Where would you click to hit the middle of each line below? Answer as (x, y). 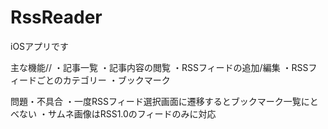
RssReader (56, 17)
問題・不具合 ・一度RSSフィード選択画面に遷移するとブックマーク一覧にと (164, 101)
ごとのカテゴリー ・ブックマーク (103, 80)
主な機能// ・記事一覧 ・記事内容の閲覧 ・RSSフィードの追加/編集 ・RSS (159, 67)
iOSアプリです (40, 46)
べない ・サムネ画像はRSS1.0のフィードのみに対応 (113, 113)
